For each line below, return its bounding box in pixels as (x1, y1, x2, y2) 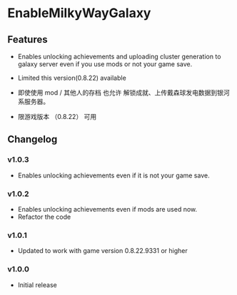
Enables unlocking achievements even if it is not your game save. (17, 171, 210, 180)
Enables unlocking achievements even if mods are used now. (17, 205, 198, 213)
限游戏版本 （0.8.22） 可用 (17, 113, 97, 120)
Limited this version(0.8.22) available (17, 73, 126, 82)
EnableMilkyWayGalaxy (7, 5, 151, 21)
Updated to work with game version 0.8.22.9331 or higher (17, 247, 188, 255)
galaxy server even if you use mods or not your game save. (17, 60, 193, 68)
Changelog (7, 133, 58, 145)
